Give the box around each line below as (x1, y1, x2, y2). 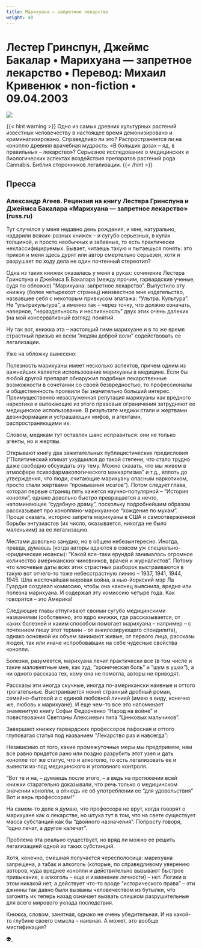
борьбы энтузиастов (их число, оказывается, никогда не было (6, 520, 167, 527)
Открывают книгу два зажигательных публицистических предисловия (6, 450, 188, 457)
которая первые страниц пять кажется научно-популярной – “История (6, 488, 189, 495)
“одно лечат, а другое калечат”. (6, 824, 87, 832)
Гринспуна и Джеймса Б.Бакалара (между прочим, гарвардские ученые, (6, 275, 195, 283)
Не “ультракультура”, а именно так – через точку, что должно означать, (6, 301, 192, 309)
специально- (147, 544, 181, 551)
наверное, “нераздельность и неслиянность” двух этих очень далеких (6, 308, 189, 315)
